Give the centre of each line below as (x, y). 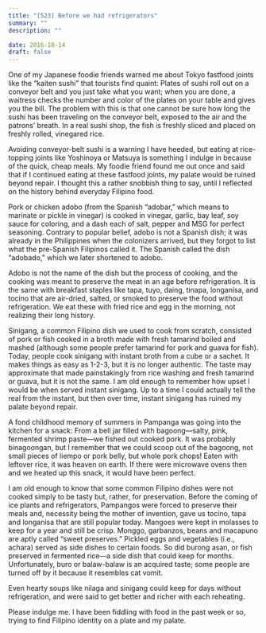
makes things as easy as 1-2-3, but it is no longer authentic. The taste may (130, 365)
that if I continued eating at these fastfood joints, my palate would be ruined (132, 175)
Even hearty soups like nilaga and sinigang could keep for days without (125, 588)
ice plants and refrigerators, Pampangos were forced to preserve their (123, 505)
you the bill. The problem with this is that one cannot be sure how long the (129, 109)
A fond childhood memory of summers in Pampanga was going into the (125, 422)
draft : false (30, 52)
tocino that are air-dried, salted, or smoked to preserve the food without (126, 298)
